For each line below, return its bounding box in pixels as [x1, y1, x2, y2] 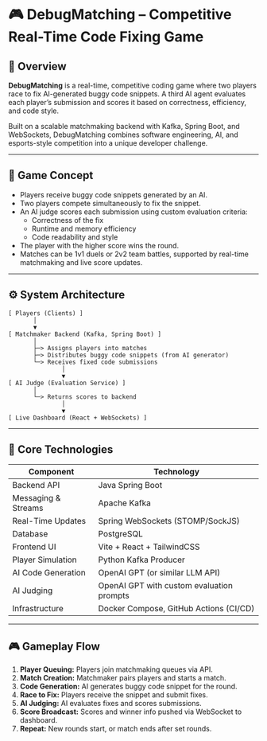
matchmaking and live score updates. [19, 257, 143, 267]
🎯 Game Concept [8, 169, 94, 182]
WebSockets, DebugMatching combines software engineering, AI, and [8, 130, 238, 139]
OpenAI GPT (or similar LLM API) [98, 567, 221, 579]
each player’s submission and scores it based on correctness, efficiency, [8, 98, 246, 107]
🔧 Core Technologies [8, 443, 114, 457]
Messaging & [12, 493, 61, 504]
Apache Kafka [98, 497, 151, 509]
